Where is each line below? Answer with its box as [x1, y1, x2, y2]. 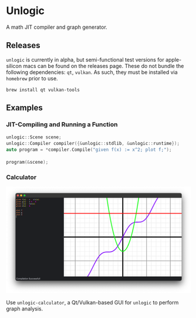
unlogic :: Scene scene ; [6, 134, 62, 140]
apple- [165, 56, 182, 63]
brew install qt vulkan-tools [6, 87, 80, 93]
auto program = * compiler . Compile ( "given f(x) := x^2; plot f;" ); [6, 147, 172, 153]
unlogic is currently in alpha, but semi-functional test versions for [6, 56, 164, 63]
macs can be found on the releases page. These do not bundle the [23, 62, 184, 69]
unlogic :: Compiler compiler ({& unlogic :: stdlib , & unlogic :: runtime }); [6, 141, 180, 147]
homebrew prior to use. [6, 75, 58, 82]
